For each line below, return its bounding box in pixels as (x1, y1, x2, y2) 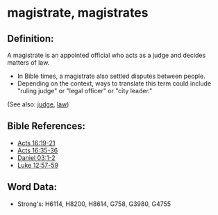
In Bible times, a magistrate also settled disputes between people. (17, 72, 206, 80)
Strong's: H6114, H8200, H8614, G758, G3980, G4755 (17, 200, 171, 208)
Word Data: (7, 181, 58, 193)
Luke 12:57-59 (17, 161, 59, 169)
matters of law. (7, 58, 50, 67)
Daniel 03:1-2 (17, 153, 56, 161)
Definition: (7, 33, 54, 45)
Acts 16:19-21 (17, 138, 56, 147)
